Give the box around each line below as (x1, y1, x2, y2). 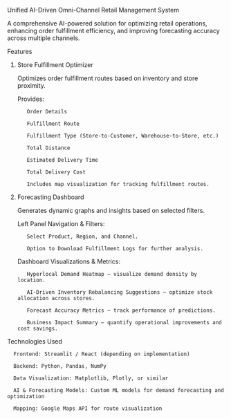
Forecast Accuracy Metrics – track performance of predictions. (26, 307, 216, 314)
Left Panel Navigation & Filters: (17, 220, 105, 227)
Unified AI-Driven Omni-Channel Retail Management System (7, 6, 180, 14)
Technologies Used (7, 337, 62, 345)
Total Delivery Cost (26, 169, 86, 176)
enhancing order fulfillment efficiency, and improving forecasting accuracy (7, 27, 220, 35)
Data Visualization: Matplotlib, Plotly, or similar (13, 375, 169, 382)
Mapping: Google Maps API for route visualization (13, 405, 163, 412)
